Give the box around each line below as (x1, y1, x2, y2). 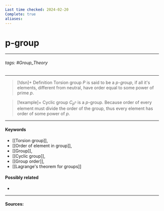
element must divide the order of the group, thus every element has (17, 105, 153, 111)
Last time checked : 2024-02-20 (5, 7, 69, 12)
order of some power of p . (17, 111, 70, 117)
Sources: (5, 201, 24, 207)
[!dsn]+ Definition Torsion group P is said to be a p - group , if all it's (17, 79, 150, 85)
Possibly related (5, 174, 39, 181)
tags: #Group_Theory (5, 60, 48, 65)
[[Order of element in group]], (12, 143, 72, 148)
